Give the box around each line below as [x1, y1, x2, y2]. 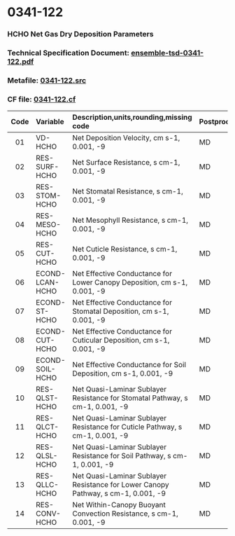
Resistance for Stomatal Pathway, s [72, 393, 188, 403]
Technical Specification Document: [7, 48, 130, 58]
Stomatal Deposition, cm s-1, [72, 306, 169, 316]
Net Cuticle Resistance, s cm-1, [72, 245, 178, 254]
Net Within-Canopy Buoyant [72, 500, 166, 510]
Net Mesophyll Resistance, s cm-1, [72, 215, 189, 225]
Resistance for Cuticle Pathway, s [72, 422, 183, 432]
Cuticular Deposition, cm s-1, [72, 336, 170, 345]
